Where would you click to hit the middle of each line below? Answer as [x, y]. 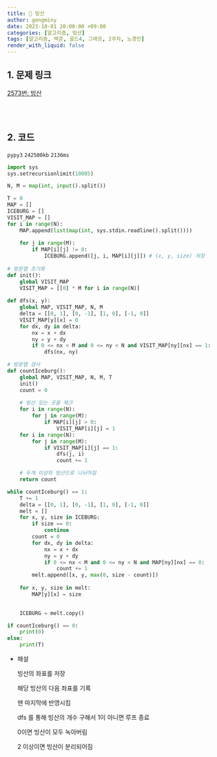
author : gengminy [32, 20]
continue [56, 530]
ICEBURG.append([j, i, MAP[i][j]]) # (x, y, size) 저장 [124, 256]
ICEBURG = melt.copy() [52, 613]
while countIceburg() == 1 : [48, 492]
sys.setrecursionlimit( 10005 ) [51, 174]
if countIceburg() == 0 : [43, 625]
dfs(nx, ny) [61, 352]
